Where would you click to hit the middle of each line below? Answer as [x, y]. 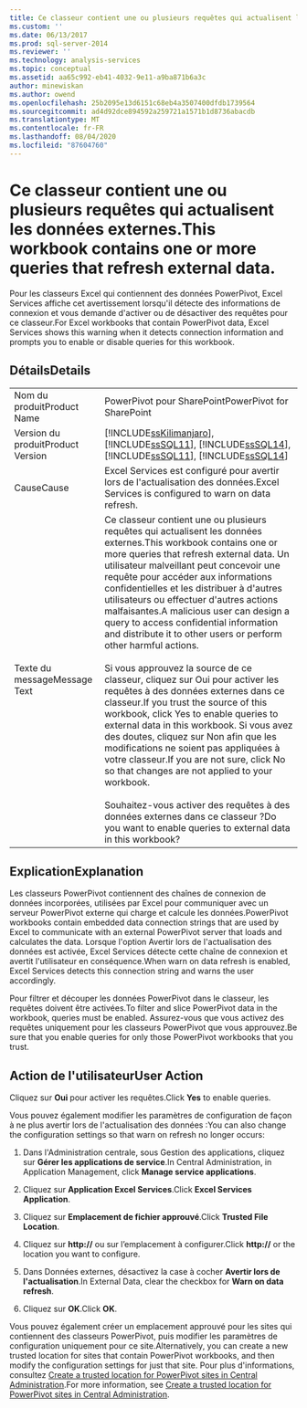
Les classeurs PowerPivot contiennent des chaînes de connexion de [138, 893]
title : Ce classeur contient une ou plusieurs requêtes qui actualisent [151, 18]
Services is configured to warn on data [188, 493]
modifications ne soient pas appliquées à [192, 748]
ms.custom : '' [37, 26]
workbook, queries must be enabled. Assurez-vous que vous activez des [147, 1018]
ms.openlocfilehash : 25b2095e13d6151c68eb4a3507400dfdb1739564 [132, 103]
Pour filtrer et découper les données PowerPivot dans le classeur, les [139, 998]
